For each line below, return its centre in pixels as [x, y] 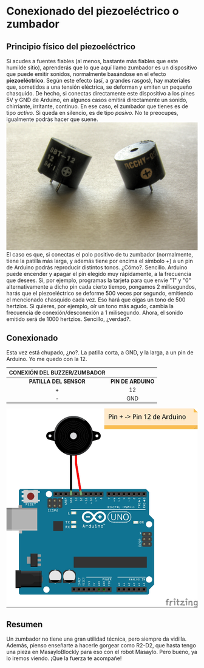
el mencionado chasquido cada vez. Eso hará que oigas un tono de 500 [96, 300]
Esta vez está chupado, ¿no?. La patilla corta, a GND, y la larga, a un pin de [100, 353]
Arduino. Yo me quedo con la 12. [47, 359]
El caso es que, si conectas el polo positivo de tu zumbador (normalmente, [100, 254]
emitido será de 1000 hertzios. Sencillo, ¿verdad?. [69, 319]
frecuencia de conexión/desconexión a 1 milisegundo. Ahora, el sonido [95, 312]
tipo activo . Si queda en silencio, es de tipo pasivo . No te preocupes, [92, 113]
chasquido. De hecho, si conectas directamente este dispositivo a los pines [101, 93]
